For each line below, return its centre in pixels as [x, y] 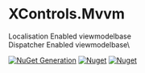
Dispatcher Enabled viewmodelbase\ [69, 44]
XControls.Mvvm [66, 14]
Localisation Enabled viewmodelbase [70, 36]
